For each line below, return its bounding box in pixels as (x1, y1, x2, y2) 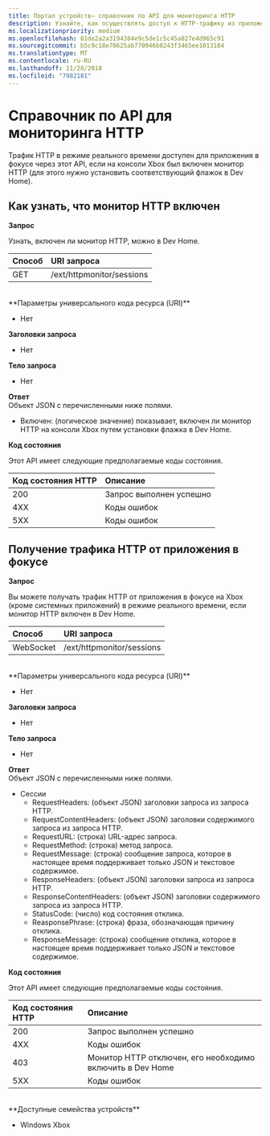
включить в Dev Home (87, 1062, 174, 1073)
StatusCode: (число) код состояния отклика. (31, 909, 185, 919)
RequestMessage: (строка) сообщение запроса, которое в (31, 849, 231, 859)
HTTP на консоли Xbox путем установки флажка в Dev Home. (19, 425, 232, 435)
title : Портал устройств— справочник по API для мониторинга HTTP (8, 11, 235, 20)
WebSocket (12, 642, 56, 653)
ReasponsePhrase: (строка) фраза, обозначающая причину (31, 918, 235, 927)
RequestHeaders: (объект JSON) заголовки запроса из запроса (31, 797, 249, 807)
